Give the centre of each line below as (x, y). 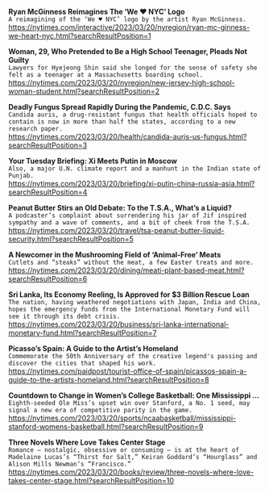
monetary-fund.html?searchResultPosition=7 (83, 333)
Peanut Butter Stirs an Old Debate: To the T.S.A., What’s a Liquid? (120, 208)
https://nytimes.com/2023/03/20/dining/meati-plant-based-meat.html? (126, 270)
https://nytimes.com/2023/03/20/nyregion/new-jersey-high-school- (122, 83)
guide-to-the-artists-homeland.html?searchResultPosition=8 (109, 380)
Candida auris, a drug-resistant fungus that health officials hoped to (133, 115)
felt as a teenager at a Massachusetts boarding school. (106, 75)
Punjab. (21, 176)
